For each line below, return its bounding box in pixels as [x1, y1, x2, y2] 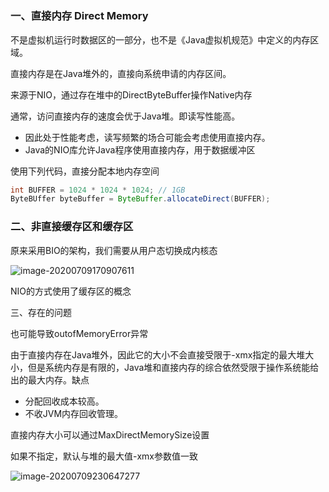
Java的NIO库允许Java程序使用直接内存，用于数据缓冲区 [24, 143, 256, 156]
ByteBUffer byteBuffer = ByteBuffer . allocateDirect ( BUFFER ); [10, 194, 271, 204]
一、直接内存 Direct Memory [10, 9, 149, 23]
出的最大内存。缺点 [10, 373, 90, 386]
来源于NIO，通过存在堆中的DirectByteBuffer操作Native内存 [10, 88, 253, 101]
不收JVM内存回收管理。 [24, 407, 124, 419]
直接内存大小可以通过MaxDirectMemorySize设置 [10, 428, 210, 441]
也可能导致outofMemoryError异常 [10, 327, 149, 339]
